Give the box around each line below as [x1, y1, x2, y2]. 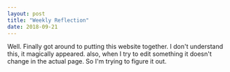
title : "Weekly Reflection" [7, 17, 90, 24]
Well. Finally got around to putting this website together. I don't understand [7, 43, 224, 51]
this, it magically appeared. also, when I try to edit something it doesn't [7, 50, 212, 58]
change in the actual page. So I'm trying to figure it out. [7, 57, 167, 66]
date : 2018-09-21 [7, 23, 58, 30]
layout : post [7, 10, 46, 17]
